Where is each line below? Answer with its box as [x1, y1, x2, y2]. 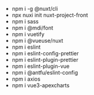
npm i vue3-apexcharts [11, 82, 70, 89]
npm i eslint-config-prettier [11, 50, 79, 57]
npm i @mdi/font [11, 24, 53, 31]
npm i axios [11, 75, 41, 82]
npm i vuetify [11, 31, 45, 38]
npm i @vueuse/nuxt [11, 37, 63, 44]
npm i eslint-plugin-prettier [11, 57, 79, 63]
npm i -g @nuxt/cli [11, 5, 58, 12]
